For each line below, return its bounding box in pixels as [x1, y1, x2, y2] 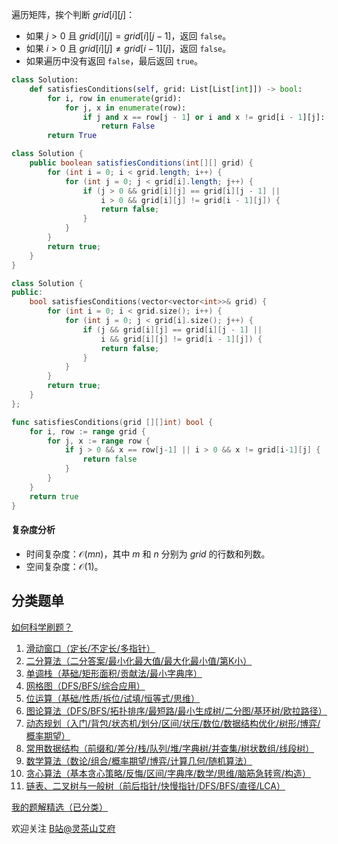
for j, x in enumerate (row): [64, 103, 187, 113]
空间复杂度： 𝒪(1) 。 [25, 560, 104, 572]
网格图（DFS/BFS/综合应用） [25, 679, 146, 692]
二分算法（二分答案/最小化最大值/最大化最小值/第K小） [25, 654, 253, 667]
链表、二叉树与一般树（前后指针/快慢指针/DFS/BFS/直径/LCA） [25, 779, 286, 792]
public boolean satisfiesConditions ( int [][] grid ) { [29, 158, 254, 168]
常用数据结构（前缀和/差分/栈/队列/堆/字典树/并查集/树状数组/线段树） [25, 742, 315, 754]
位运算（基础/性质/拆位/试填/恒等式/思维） [25, 692, 201, 704]
